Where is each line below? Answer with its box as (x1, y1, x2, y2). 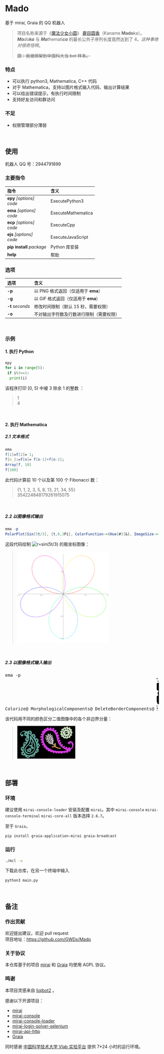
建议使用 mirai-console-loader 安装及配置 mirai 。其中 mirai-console (5, 807, 144, 813)
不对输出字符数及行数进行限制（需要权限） (34, 311, 120, 317)
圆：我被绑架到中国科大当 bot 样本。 (17, 52, 91, 59)
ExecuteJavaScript (50, 234, 89, 240)
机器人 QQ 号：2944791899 (5, 161, 61, 167)
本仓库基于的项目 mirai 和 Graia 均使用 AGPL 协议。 (5, 962, 108, 968)
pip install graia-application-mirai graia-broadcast (5, 834, 117, 839)
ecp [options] (7, 219, 35, 225)
